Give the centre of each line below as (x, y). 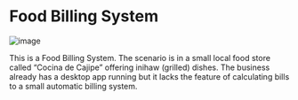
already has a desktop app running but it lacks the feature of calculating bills (149, 76)
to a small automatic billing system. (73, 86)
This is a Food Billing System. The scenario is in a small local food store (140, 58)
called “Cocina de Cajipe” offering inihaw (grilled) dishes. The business (140, 67)
